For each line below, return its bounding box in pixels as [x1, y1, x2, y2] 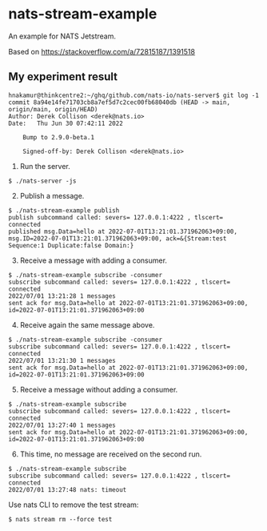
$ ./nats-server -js [8, 177, 78, 185]
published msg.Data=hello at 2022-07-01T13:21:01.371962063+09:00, [8, 227, 238, 235]
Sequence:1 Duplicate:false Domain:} [8, 241, 134, 249]
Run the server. [19, 161, 70, 171]
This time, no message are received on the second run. [19, 449, 202, 459]
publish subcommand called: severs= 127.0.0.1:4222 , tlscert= [8, 213, 224, 221]
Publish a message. [19, 191, 85, 200]
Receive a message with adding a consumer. [19, 255, 168, 265]
